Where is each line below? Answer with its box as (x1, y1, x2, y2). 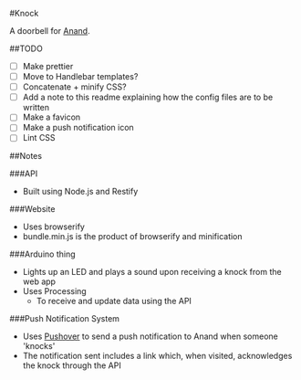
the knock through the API (22, 360, 121, 371)
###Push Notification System (9, 313, 120, 324)
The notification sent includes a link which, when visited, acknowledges (22, 351, 293, 362)
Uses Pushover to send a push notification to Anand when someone (22, 331, 278, 342)
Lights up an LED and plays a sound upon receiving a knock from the (22, 267, 282, 278)
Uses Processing (22, 286, 87, 297)
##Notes (9, 151, 43, 162)
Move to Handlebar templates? (22, 71, 139, 82)
